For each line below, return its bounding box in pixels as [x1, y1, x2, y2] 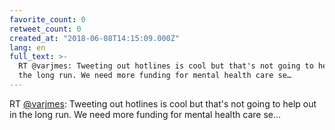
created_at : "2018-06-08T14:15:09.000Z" [9, 33, 181, 43]
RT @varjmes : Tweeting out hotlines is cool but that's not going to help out [9, 97, 317, 110]
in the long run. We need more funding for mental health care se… [9, 108, 282, 120]
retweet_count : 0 [9, 24, 82, 34]
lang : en [9, 42, 46, 53]
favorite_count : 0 [9, 14, 86, 25]
